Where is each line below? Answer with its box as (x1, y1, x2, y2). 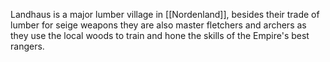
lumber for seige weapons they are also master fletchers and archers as (10, 19, 307, 31)
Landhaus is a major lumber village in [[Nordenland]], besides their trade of (10, 9, 320, 20)
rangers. (10, 40, 45, 52)
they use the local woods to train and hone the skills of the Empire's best (10, 30, 310, 41)
